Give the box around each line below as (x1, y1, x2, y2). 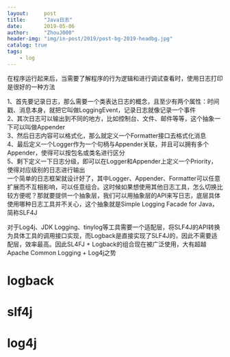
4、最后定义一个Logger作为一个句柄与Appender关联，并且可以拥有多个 (7, 140, 209, 148)
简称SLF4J (7, 208, 38, 216)
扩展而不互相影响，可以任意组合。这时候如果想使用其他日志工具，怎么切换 (7, 183, 217, 191)
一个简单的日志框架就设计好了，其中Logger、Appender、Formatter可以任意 (7, 174, 221, 182)
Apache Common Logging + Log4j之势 (7, 248, 116, 256)
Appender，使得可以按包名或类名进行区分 (7, 148, 125, 157)
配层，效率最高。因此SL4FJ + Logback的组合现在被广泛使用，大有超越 (7, 240, 207, 248)
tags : (7, 49, 23, 55)
